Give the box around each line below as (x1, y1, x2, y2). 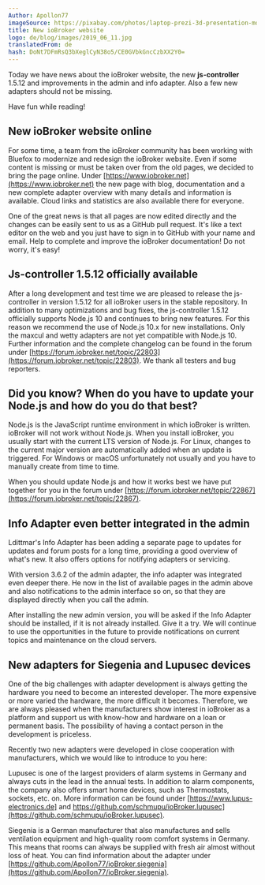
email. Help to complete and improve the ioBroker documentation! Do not (8, 236, 246, 245)
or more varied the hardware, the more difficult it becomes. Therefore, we (8, 696, 248, 706)
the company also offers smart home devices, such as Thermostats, (8, 786, 230, 795)
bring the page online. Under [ (8, 170, 106, 180)
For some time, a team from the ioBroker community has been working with (8, 145, 254, 155)
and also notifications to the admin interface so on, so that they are (8, 587, 226, 596)
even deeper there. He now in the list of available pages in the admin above (8, 578, 253, 588)
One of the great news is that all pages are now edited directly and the (8, 211, 237, 221)
